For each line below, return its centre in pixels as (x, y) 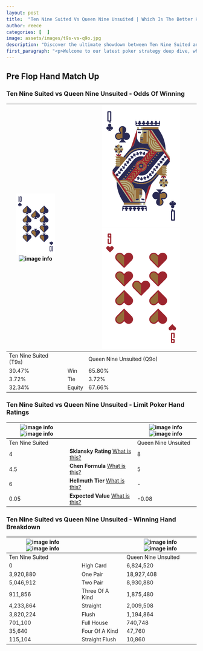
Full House (95, 623)
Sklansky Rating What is (100, 451)
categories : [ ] (28, 32)
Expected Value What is (99, 496)
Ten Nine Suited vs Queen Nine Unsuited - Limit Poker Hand (95, 405)
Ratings (18, 412)
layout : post (23, 13)
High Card (94, 566)
